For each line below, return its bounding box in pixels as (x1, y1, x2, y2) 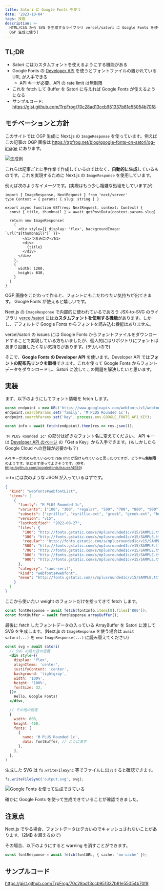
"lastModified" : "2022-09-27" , (18, 520, 82, 526)
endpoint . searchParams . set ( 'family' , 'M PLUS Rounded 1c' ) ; (5, 410, 130, 415)
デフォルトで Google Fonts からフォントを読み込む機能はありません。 (13, 321, 154, 327)
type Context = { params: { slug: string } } (5, 197, 99, 201)
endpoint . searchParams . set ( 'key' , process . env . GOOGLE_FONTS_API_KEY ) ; (5, 415, 152, 420)
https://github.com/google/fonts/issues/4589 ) (5, 465, 82, 470)
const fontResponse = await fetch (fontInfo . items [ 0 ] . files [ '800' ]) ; (5, 608, 147, 613)
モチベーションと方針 (5, 119, 69, 128)
